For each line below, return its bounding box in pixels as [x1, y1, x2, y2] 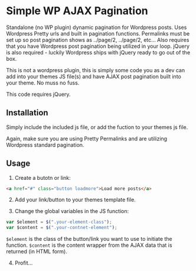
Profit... [14, 259, 33, 267]
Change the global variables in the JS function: [14, 208, 129, 215]
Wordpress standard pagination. [6, 141, 84, 149]
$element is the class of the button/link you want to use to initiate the [6, 235, 172, 243]
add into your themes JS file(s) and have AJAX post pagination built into [6, 73, 181, 80]
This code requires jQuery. [6, 91, 71, 98]
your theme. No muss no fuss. [6, 79, 80, 86]
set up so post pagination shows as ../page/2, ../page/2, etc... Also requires [6, 36, 190, 43]
